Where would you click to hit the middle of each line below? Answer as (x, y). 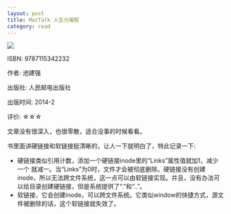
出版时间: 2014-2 (31, 102)
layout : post (26, 13)
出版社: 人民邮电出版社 (39, 87)
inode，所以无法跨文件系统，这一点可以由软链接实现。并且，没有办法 (115, 178)
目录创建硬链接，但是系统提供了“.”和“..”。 (88, 186)
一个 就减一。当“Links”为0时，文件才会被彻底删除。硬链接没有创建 (111, 169)
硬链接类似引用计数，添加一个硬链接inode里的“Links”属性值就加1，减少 (118, 161)
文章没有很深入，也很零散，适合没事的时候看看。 (76, 131)
